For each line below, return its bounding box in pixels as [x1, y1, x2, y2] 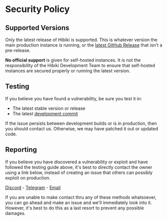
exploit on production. [5, 174, 51, 181]
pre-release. [5, 48, 31, 53]
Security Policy [5, 4, 70, 15]
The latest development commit [12, 110, 78, 116]
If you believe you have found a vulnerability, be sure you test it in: [5, 95, 142, 101]
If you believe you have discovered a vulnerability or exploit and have [5, 159, 148, 165]
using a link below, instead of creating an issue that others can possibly [5, 169, 153, 175]
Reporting [5, 145, 37, 154]
